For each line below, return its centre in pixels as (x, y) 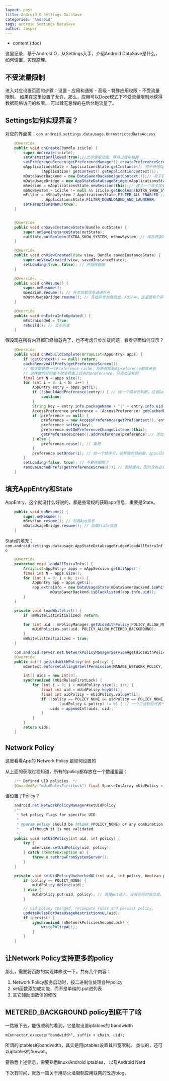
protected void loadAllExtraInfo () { (54, 564)
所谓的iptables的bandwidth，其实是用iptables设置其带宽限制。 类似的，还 (82, 1045)
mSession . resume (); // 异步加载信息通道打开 (67, 293)
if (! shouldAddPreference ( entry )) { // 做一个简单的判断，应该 (96, 392)
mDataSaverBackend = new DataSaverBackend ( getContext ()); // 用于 (93, 176)
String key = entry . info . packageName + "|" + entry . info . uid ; (99, 406)
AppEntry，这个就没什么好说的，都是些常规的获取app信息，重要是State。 (81, 502)
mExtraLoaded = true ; (46, 321)
